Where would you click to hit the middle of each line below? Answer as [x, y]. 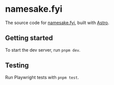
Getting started [29, 38]
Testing [17, 66]
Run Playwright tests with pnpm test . [42, 77]
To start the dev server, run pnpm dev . [43, 50]
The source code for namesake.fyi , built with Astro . [57, 23]
